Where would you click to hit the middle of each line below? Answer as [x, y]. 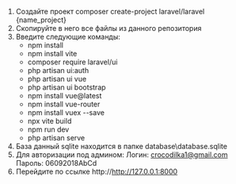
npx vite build [49, 121]
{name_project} [41, 20]
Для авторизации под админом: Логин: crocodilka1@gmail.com [122, 155]
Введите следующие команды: [68, 36]
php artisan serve [56, 138]
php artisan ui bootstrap [67, 87]
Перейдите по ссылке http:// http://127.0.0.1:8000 [97, 171]
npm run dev [48, 129]
